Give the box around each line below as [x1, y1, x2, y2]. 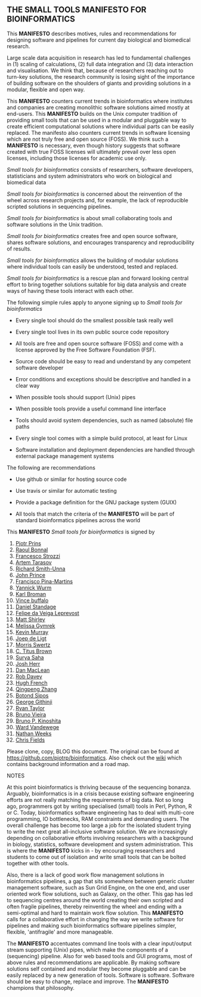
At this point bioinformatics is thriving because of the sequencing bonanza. [7, 783, 191, 791]
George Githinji [15, 698, 52, 705]
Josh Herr [15, 660, 41, 667]
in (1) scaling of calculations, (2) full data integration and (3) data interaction [7, 60, 193, 67]
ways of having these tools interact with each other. [7, 287, 134, 294]
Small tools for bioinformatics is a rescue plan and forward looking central [7, 274, 189, 282]
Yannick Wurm [15, 584, 52, 591]
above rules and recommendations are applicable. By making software [7, 959, 180, 966]
